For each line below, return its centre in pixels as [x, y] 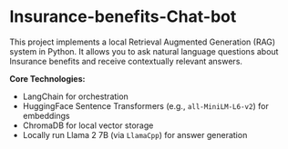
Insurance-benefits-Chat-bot [123, 17]
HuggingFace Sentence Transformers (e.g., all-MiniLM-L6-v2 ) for [145, 105]
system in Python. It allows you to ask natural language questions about [144, 51]
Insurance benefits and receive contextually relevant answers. [126, 61]
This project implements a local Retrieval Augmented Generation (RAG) [143, 42]
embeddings [46, 115]
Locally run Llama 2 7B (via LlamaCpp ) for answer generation [135, 134]
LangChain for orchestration [76, 96]
